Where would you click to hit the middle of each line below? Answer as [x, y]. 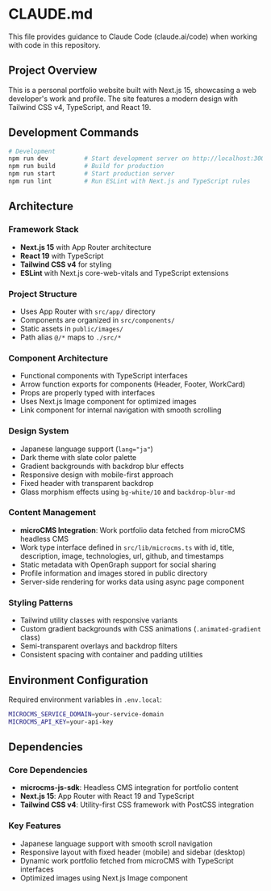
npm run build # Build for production [86, 167]
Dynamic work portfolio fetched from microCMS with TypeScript [127, 860]
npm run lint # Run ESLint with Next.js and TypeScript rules [129, 182]
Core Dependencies [48, 770]
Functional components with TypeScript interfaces [104, 376]
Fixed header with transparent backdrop [87, 483]
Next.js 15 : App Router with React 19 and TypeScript [107, 796]
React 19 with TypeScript [62, 255]
